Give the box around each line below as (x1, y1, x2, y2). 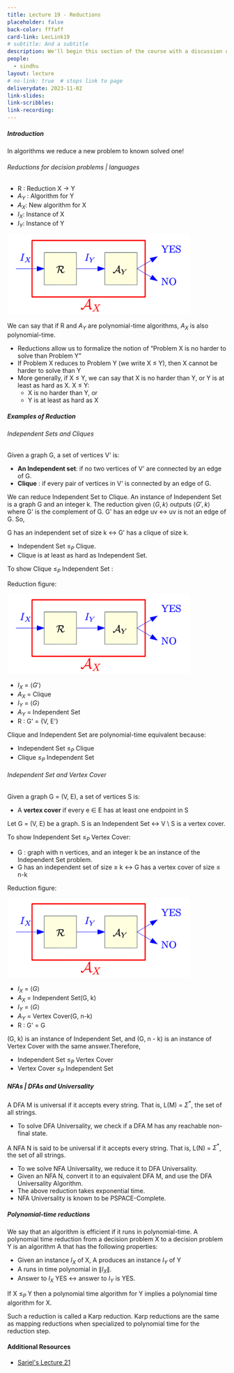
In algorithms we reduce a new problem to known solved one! (7, 146, 185, 155)
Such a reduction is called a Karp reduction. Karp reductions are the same (7, 1312, 219, 1320)
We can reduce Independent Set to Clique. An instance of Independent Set (7, 493, 221, 501)
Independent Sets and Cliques (7, 429, 94, 438)
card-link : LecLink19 (7, 33, 70, 40)
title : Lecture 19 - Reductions (7, 11, 101, 18)
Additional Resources (7, 1342, 71, 1351)
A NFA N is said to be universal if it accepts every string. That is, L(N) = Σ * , (7, 1142, 221, 1152)
